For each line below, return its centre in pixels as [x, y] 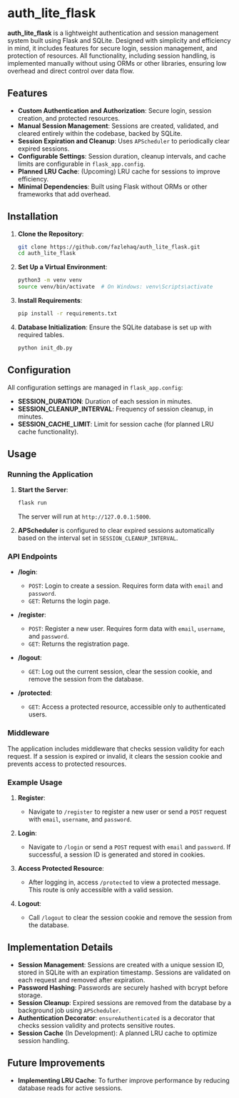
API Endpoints [32, 557]
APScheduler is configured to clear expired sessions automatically [116, 531]
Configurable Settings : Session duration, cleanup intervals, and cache [122, 156]
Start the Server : [43, 490]
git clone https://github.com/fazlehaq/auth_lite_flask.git [109, 247]
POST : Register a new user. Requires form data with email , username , [127, 629]
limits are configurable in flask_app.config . [81, 164]
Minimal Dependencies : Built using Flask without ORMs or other [112, 186]
